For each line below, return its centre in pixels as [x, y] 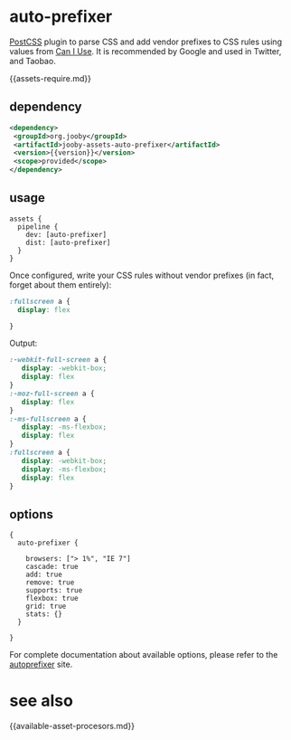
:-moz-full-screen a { [52, 394]
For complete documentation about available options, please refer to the [144, 655]
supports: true [54, 591]
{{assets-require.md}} [51, 78]
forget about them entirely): [61, 285]
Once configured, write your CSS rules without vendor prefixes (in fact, [142, 275]
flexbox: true [52, 599]
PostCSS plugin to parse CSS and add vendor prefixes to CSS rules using [146, 42]
